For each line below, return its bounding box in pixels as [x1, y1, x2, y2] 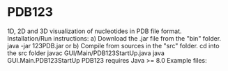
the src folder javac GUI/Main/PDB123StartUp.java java [7, 49, 165, 57]
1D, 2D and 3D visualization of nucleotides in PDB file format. [7, 27, 183, 35]
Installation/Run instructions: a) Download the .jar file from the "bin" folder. [7, 34, 222, 42]
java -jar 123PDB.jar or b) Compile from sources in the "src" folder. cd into [7, 41, 220, 50]
